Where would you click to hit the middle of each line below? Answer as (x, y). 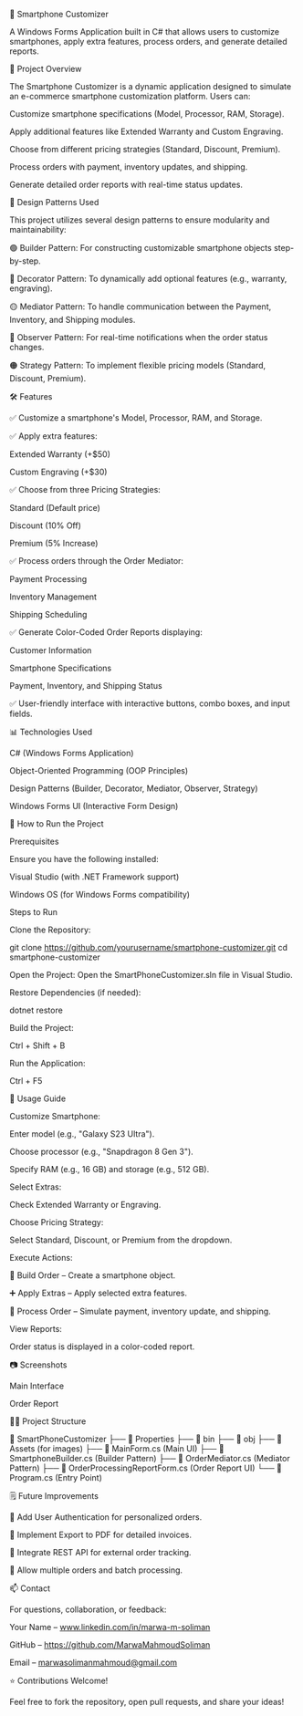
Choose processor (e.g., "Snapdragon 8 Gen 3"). (101, 1151)
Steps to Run (33, 912)
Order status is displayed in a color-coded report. (102, 1347)
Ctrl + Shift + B (37, 1045)
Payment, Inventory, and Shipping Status (86, 686)
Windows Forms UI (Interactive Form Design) (94, 806)
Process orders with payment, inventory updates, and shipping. (129, 167)
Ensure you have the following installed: (84, 859)
